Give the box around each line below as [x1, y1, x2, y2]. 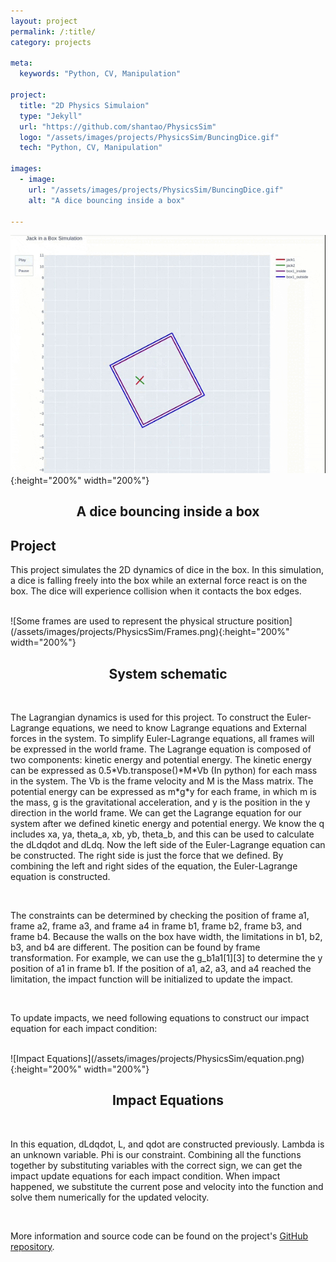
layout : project [10, 16, 78, 26]
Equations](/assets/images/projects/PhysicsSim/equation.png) [46, 1052, 305, 1064]
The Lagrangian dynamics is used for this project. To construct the [10, 711, 285, 723]
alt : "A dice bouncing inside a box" [28, 195, 186, 205]
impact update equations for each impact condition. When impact [10, 1170, 281, 1182]
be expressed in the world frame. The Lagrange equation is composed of [10, 743, 312, 755]
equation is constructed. [10, 870, 111, 882]
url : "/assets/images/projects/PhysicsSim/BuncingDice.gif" [28, 185, 284, 195]
